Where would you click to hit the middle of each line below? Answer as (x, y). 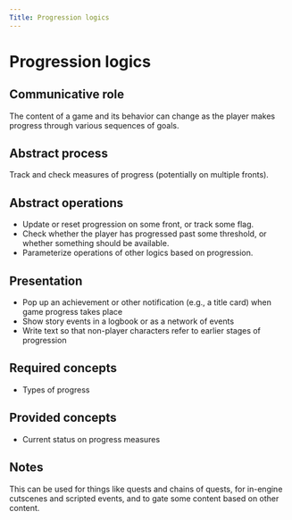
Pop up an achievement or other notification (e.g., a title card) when (147, 302)
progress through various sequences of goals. (94, 125)
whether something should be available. (96, 243)
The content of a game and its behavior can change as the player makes (142, 116)
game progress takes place (72, 312)
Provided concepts (63, 418)
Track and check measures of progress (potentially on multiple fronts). (139, 175)
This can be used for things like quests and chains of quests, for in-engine (146, 489)
